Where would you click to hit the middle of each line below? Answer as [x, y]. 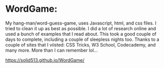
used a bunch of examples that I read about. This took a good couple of [81, 34]
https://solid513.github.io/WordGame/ [45, 60]
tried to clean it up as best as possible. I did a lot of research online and [81, 28]
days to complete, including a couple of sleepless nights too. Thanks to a [83, 39]
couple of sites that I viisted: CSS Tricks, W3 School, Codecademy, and [81, 44]
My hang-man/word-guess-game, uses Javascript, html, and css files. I [81, 23]
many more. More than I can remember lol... [52, 50]
